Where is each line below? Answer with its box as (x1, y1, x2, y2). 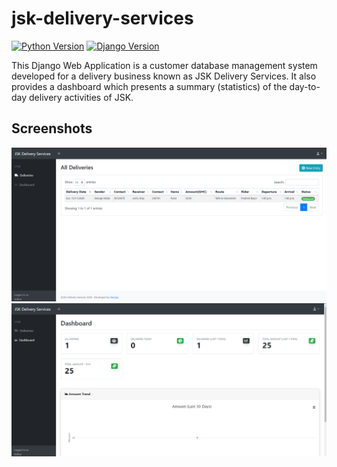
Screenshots (11, 120, 93, 137)
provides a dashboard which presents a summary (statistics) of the (11, 80, 288, 92)
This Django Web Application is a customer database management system (11, 59, 318, 71)
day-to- (289, 80, 321, 92)
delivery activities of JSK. (29, 91, 134, 103)
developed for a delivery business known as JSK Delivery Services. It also (11, 70, 317, 82)
